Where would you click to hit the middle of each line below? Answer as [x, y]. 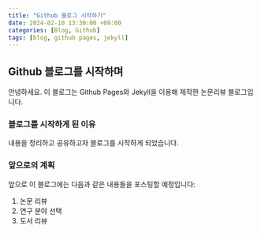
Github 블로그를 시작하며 [66, 71]
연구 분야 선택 [41, 211]
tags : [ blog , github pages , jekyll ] [68, 38]
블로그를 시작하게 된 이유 [52, 124]
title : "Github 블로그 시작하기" [57, 15]
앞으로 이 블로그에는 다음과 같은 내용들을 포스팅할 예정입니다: [102, 184]
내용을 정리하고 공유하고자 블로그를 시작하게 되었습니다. [93, 143]
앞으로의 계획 [32, 165]
